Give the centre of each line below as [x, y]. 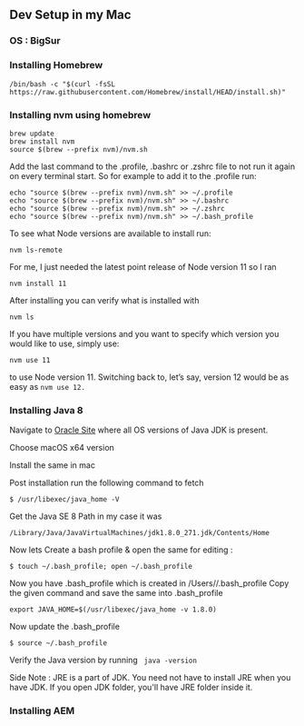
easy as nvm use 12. [48, 386]
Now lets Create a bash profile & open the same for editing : [121, 550]
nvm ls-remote [36, 250]
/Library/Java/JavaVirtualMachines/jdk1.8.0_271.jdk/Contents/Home [140, 533]
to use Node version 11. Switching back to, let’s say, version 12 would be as [149, 377]
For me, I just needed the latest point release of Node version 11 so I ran [143, 266]
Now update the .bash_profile [65, 627]
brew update [32, 134]
